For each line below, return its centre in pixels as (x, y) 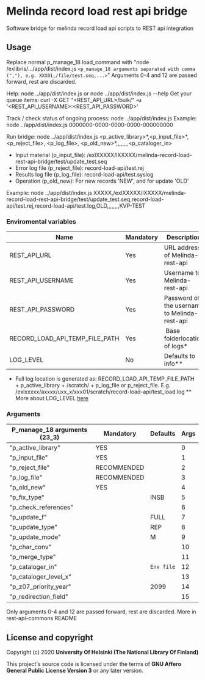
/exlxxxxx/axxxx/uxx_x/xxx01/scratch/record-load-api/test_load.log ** (103, 392)
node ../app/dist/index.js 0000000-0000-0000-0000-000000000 (90, 125)
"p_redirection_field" (39, 597)
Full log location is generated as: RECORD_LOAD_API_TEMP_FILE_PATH (105, 379)
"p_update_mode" (35, 537)
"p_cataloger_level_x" (40, 577)
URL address (182, 247)
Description (184, 238)
